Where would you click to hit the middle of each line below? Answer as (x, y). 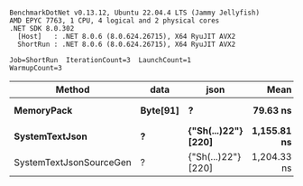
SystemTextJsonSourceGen (73, 162)
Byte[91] (160, 111)
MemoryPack (43, 111)
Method (73, 89)
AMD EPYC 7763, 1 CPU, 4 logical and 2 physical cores (115, 21)
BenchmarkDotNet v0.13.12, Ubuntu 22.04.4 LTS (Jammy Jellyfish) (134, 13)
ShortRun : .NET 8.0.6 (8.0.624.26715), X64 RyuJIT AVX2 (127, 44)
